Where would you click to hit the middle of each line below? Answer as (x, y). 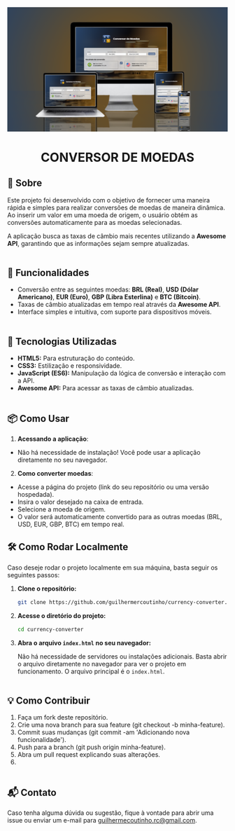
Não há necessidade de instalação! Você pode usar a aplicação (109, 452)
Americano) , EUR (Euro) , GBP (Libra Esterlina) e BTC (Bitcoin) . (109, 297)
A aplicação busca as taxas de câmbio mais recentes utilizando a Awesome (117, 236)
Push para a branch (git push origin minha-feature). (92, 747)
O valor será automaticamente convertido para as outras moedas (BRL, (120, 516)
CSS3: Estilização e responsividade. (70, 366)
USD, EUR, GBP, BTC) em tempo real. (71, 524)
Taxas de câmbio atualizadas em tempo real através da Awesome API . (119, 305)
